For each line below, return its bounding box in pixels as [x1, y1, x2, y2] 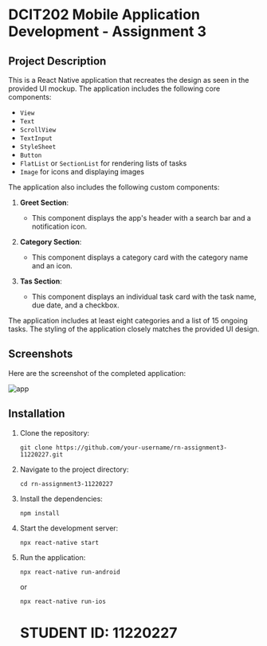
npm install [19, 509, 60, 517]
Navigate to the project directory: [19, 464, 129, 474]
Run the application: [19, 552, 86, 562]
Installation [8, 407, 65, 421]
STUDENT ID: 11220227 [19, 624, 178, 642]
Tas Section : [19, 276, 62, 286]
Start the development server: [19, 523, 119, 533]
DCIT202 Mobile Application [8, 6, 201, 24]
